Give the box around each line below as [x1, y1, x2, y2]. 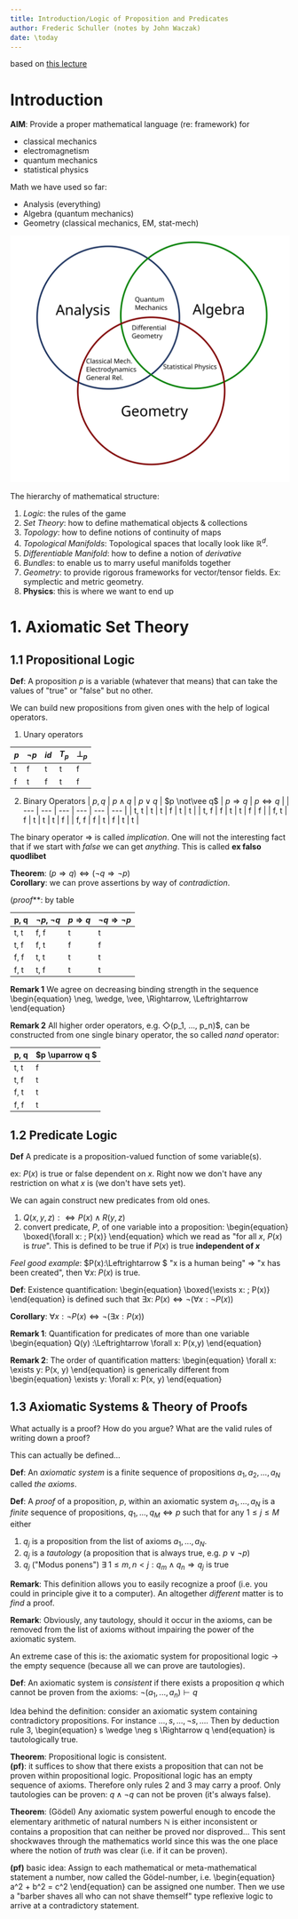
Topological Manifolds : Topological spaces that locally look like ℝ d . [22, 537, 269, 548]
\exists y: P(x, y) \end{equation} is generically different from [10, 1365, 230, 1375]
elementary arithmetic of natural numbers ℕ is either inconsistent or [10, 1817, 258, 1827]
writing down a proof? [10, 1432, 90, 1443]
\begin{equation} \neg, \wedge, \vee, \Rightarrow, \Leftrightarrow [10, 993, 248, 1004]
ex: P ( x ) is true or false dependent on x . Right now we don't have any [10, 1168, 263, 1179]
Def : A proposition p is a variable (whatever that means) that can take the [10, 675, 278, 686]
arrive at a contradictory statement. [10, 1900, 140, 1911]
